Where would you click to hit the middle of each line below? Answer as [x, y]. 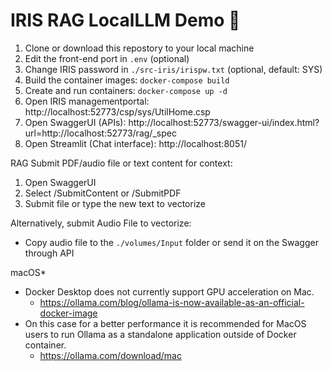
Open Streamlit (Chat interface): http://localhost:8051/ [135, 143]
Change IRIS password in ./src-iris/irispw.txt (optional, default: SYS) [173, 69]
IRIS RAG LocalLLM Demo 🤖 [125, 20]
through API [49, 253]
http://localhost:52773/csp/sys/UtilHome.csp [117, 111]
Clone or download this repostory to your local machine [139, 48]
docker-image [68, 313]
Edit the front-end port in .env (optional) [107, 58]
